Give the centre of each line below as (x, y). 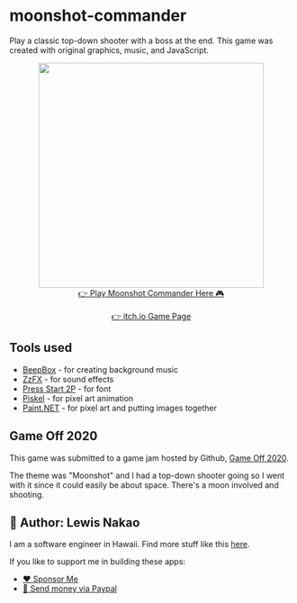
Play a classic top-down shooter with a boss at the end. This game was (141, 40)
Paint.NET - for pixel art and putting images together (120, 408)
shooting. (27, 494)
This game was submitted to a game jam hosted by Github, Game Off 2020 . (149, 458)
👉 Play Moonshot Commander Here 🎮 (151, 292)
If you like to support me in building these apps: (98, 562)
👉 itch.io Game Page (151, 316)
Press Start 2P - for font (67, 389)
